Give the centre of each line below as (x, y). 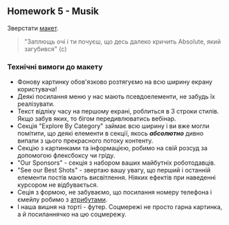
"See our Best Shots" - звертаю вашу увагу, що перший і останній (114, 170)
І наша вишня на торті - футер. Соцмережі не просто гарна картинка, (120, 207)
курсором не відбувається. (58, 185)
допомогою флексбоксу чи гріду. (66, 156)
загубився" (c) (45, 48)
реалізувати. (36, 104)
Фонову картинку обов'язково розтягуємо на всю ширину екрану (115, 82)
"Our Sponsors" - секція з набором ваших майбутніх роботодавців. (116, 163)
